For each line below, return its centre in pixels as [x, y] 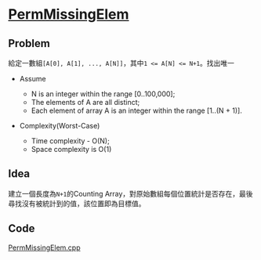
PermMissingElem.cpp [44, 247]
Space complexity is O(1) [71, 149]
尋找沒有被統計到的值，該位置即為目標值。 [77, 203]
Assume [33, 79]
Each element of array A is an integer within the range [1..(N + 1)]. [137, 110]
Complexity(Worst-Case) [60, 126]
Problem [29, 43]
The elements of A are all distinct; [85, 102]
